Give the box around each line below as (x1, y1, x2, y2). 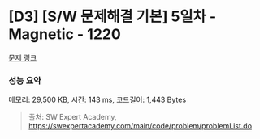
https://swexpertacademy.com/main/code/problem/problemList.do (28, 121, 253, 131)
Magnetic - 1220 (8, 25, 122, 44)
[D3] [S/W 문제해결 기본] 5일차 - (8, 7, 217, 26)
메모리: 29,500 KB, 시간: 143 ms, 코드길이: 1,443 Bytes (8, 95, 187, 105)
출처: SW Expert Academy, (28, 112, 117, 122)
